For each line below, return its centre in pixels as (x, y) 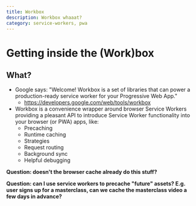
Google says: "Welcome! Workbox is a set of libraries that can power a (103, 90)
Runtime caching (45, 135)
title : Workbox (25, 12)
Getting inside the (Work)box (81, 53)
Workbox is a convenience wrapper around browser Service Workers (101, 109)
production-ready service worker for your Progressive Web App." (96, 96)
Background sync (46, 154)
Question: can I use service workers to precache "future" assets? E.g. (96, 184)
